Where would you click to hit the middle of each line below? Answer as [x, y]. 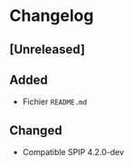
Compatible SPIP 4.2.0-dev [73, 152]
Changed [36, 130]
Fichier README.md [55, 102]
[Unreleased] [47, 49]
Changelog [52, 16]
